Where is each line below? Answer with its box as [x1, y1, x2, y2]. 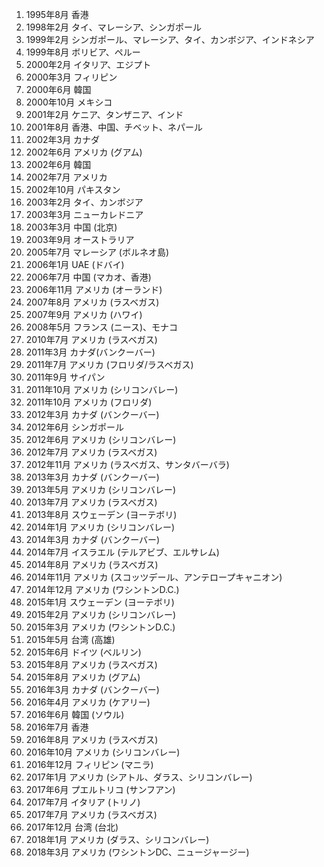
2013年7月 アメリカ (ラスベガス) [25, 496, 158, 508]
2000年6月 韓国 [25, 84, 92, 95]
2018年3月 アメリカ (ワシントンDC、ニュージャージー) [25, 846, 250, 858]
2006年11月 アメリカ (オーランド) [25, 284, 163, 295]
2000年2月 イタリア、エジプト [25, 59, 152, 70]
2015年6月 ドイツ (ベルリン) [25, 646, 142, 658]
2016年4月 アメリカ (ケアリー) [25, 696, 151, 708]
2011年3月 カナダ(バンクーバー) [25, 346, 156, 358]
